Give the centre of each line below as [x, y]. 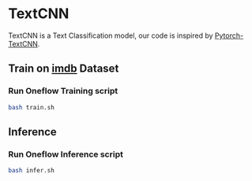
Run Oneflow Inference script [66, 154]
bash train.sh [32, 107]
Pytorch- [229, 35]
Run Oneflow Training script [63, 91]
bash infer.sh [32, 171]
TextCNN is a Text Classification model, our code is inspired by [111, 35]
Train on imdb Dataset [64, 69]
